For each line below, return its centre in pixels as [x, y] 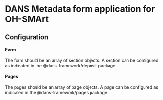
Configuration [27, 37]
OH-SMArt [27, 19]
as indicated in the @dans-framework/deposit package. [61, 65]
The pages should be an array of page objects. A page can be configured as [82, 87]
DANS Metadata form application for [80, 9]
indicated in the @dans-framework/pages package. [57, 92]
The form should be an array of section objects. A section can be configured [82, 60]
